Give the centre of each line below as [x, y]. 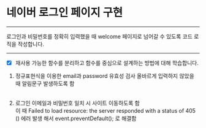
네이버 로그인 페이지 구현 [65, 13]
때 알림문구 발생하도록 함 [45, 84]
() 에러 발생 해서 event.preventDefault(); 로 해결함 [76, 118]
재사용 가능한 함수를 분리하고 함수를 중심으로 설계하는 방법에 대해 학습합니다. [107, 62]
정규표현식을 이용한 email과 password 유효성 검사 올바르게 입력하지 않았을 [105, 76]
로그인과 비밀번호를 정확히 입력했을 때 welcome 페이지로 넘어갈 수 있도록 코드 [100, 36]
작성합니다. [31, 44]
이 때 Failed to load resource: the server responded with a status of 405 [105, 111]
